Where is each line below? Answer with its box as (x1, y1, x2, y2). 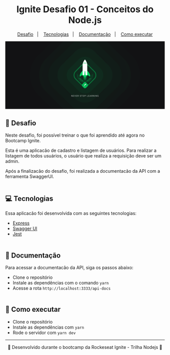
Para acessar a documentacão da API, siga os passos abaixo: (5, 265, 134, 270)
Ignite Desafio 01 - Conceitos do (16, 4, 154, 15)
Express (12, 220, 30, 227)
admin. (5, 158, 20, 165)
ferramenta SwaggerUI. (5, 174, 54, 180)
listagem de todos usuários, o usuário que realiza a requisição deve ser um (5, 153, 162, 159)
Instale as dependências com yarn (12, 324, 84, 330)
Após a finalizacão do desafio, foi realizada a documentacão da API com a (5, 168, 160, 174)
